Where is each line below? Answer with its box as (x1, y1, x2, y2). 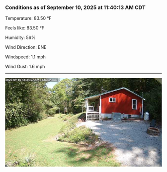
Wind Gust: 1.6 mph (5, 64, 45, 70)
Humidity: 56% (5, 34, 36, 41)
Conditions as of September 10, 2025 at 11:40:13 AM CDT (5, 4, 146, 11)
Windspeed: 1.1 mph (5, 54, 46, 60)
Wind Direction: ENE (5, 44, 47, 50)
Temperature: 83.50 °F (5, 15, 52, 21)
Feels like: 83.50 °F (5, 25, 45, 31)
